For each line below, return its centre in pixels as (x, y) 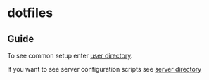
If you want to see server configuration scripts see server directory (104, 69)
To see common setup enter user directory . (70, 55)
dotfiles (30, 13)
